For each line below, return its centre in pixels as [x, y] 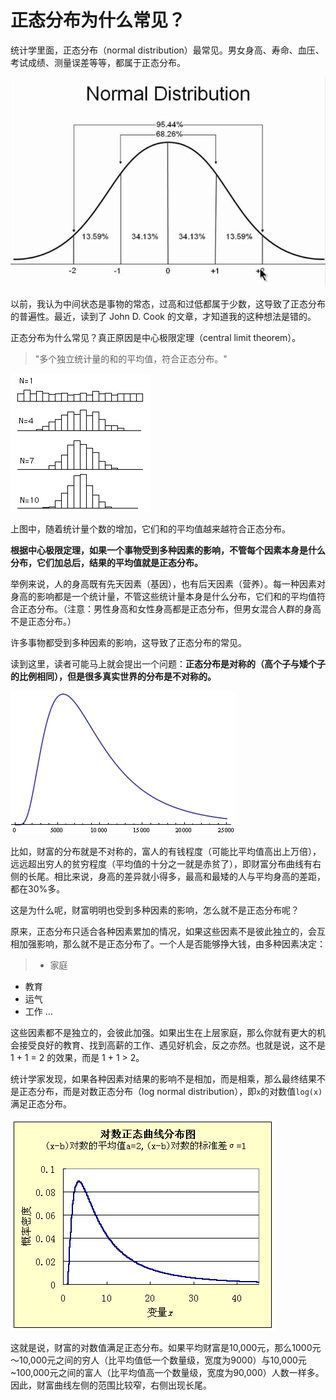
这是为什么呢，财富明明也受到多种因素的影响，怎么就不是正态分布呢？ [155, 910]
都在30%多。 [38, 888]
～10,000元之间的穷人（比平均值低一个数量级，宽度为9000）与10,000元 [158, 1360]
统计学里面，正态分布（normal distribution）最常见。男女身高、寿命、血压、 [167, 50]
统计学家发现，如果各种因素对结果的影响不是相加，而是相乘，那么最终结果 [163, 1078]
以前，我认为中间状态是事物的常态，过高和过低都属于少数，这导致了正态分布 [168, 303]
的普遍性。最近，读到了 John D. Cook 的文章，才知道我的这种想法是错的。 [163, 316]
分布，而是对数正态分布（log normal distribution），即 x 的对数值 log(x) [179, 1091]
